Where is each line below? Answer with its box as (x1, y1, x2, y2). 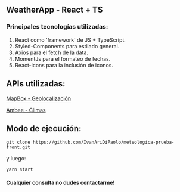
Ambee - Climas (6, 106, 46, 113)
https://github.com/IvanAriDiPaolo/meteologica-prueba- (32, 140, 175, 145)
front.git (6, 144, 31, 151)
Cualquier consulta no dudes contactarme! (6, 179, 115, 186)
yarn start (6, 166, 33, 172)
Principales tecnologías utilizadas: (6, 23, 108, 31)
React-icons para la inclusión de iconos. (14, 61, 113, 69)
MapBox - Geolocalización (6, 95, 72, 102)
